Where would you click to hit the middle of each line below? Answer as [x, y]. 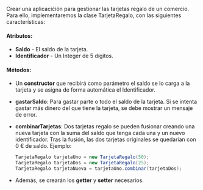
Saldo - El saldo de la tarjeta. [52, 49]
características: [26, 22]
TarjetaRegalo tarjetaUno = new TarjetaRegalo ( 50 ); [82, 157]
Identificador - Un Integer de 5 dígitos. [64, 56]
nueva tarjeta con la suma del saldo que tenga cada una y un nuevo [100, 133]
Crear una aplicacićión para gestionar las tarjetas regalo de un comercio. [98, 9]
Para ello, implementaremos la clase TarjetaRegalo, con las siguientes [94, 15]
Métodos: [19, 70]
